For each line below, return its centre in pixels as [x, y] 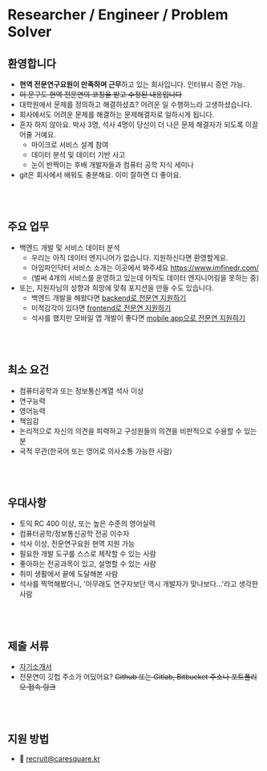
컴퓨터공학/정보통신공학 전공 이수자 [74, 534]
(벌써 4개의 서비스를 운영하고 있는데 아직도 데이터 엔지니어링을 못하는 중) [145, 277]
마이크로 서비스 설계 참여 [70, 145]
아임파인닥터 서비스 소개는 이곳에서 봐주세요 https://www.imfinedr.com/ [145, 268]
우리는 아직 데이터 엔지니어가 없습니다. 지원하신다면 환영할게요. [129, 257]
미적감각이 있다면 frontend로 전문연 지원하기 [101, 308]
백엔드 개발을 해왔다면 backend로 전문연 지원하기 [109, 297]
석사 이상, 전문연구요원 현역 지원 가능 [77, 543]
